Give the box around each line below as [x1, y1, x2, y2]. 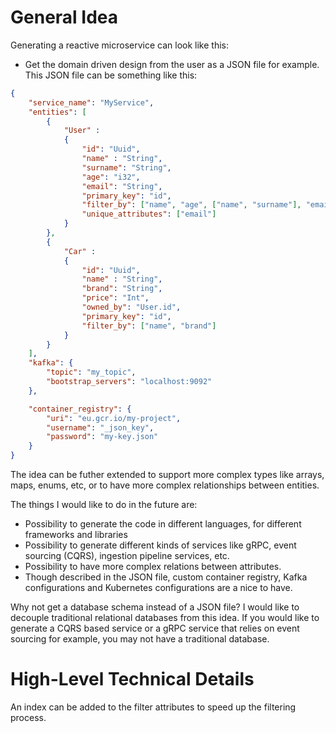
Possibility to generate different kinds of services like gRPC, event [24, 539, 297, 551]
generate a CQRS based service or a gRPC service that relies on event [10, 622, 300, 635]
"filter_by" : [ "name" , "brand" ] [81, 321, 217, 331]
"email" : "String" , [81, 181, 163, 191]
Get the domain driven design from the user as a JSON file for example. [24, 58, 320, 70]
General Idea [10, 6, 119, 29]
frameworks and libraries [24, 529, 128, 541]
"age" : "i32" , [81, 172, 141, 182]
